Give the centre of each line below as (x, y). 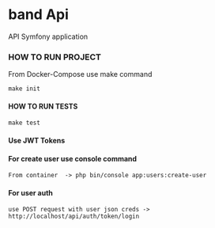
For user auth (31, 192)
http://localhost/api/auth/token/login (74, 217)
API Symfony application (48, 36)
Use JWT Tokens (37, 141)
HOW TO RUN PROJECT (55, 57)
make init (25, 89)
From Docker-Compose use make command (80, 74)
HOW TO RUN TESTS (43, 106)
